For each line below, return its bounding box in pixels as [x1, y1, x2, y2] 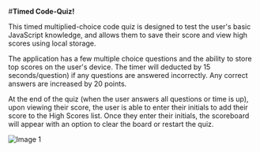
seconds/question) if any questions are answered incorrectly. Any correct [8, 71, 248, 80]
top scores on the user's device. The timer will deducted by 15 [8, 62, 211, 72]
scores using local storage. [8, 39, 96, 48]
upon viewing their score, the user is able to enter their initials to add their [8, 102, 249, 112]
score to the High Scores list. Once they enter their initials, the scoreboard [8, 111, 250, 120]
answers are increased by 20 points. [8, 79, 127, 88]
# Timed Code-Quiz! [8, 7, 75, 16]
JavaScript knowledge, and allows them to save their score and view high [8, 31, 247, 39]
